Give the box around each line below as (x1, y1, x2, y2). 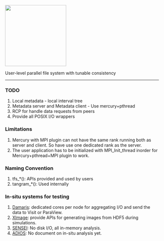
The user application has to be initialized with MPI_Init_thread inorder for (12, 147, 158, 153)
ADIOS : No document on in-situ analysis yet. (12, 230, 102, 236)
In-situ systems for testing (5, 193, 70, 200)
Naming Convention (5, 165, 54, 172)
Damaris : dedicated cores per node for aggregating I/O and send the (12, 204, 150, 210)
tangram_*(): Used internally (12, 181, 69, 187)
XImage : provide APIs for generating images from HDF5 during (12, 215, 139, 220)
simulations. (12, 220, 37, 226)
